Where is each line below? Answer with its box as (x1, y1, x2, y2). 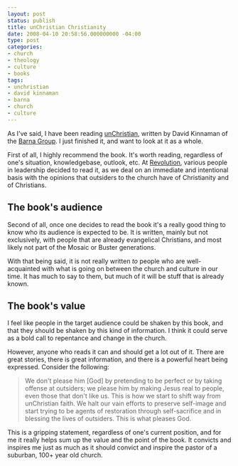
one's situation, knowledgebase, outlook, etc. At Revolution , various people (7, 158, 228, 166)
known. (7, 279, 29, 288)
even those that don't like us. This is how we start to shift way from (24, 392, 222, 401)
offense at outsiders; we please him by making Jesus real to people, (24, 384, 225, 393)
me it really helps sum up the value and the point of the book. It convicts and (7, 435, 232, 445)
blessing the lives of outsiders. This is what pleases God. (24, 414, 192, 423)
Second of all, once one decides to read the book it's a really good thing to (7, 220, 226, 228)
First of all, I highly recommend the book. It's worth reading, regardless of (7, 150, 223, 159)
